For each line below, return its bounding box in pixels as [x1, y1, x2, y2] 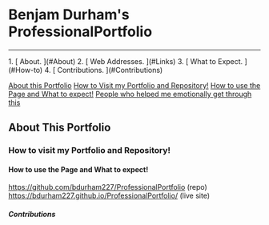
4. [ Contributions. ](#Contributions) [44, 65, 163, 74]
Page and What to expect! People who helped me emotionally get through [8, 89, 252, 98]
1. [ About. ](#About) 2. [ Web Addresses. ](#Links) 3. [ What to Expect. [8, 56, 243, 66]
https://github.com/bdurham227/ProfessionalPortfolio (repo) [8, 183, 208, 192]
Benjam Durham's [8, 6, 130, 24]
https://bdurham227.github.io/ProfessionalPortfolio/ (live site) [8, 191, 211, 201]
